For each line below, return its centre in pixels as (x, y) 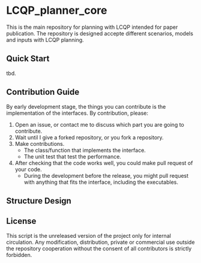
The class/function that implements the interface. (85, 150)
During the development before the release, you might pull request (106, 175)
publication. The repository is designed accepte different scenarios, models (100, 33)
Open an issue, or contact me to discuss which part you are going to (99, 124)
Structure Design (39, 201)
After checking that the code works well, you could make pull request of (104, 163)
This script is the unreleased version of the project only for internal (88, 235)
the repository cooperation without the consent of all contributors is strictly (99, 248)
